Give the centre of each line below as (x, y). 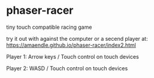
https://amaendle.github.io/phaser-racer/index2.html (71, 45)
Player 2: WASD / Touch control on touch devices (67, 68)
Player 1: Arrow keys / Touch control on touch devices (73, 56)
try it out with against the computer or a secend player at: (77, 38)
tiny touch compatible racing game (49, 27)
